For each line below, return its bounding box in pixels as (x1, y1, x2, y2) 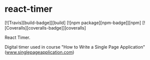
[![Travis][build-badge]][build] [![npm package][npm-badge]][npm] (4, 20, 142, 26)
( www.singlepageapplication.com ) (4, 49, 75, 55)
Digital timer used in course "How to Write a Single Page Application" (4, 44, 145, 50)
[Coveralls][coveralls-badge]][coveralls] (4, 25, 86, 30)
